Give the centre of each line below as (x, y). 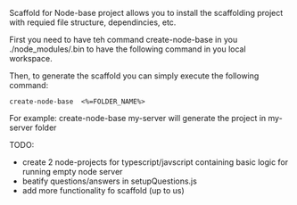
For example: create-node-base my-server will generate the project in (138, 118)
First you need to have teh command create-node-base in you (124, 40)
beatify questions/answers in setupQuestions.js (110, 181)
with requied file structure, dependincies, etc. (93, 22)
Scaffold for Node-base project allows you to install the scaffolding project (146, 13)
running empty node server (72, 172)
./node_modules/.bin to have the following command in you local (128, 49)
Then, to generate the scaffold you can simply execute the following (134, 76)
